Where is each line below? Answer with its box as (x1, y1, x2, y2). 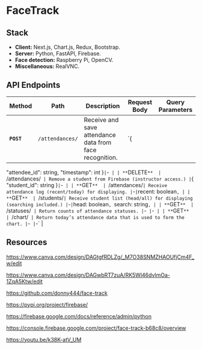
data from (84, 138, 112, 146)
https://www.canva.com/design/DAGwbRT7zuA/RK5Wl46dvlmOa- (6, 271, 170, 279)
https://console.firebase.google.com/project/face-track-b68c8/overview (6, 324, 186, 332)
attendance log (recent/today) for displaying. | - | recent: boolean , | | (6, 188, 191, 195)
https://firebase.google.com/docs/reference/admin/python (6, 312, 152, 320)
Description (85, 102, 120, 110)
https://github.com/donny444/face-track (6, 289, 108, 297)
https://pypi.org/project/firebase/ (6, 301, 88, 308)
